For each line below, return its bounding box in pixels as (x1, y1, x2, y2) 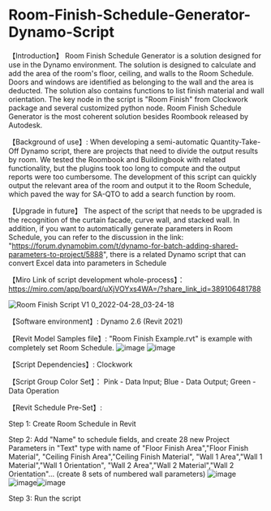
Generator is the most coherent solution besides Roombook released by (8, 111, 249, 121)
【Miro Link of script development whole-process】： (8, 274, 185, 285)
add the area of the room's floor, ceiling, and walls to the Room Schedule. (8, 68, 254, 78)
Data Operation (8, 385, 59, 395)
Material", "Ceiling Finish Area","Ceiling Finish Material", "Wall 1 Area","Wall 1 (8, 452, 263, 462)
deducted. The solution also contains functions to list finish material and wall (8, 85, 265, 95)
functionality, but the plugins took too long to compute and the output (8, 163, 241, 173)
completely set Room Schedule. (8, 342, 115, 352)
